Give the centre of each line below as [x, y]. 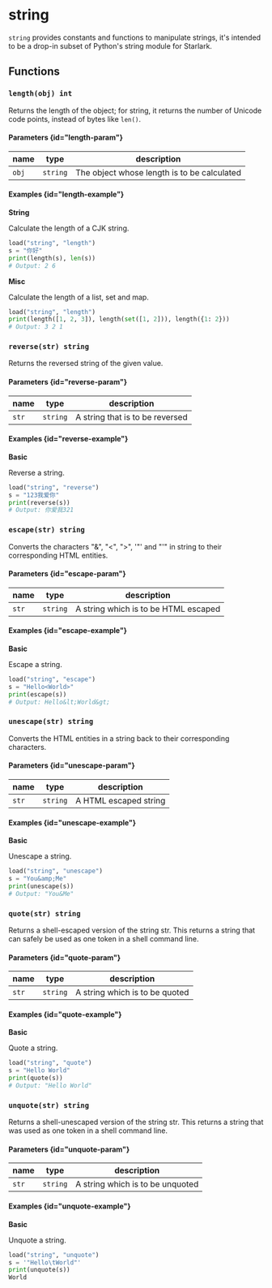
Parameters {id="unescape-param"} [72, 765]
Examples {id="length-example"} [66, 194]
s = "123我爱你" [34, 495]
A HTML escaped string [121, 801]
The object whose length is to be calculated [158, 172]
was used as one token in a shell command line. [88, 1131]
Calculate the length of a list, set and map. [79, 297]
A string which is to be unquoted [137, 1184]
